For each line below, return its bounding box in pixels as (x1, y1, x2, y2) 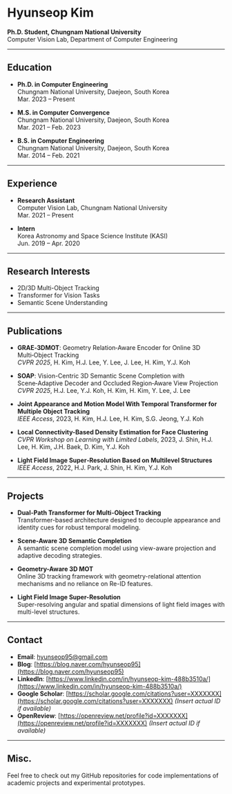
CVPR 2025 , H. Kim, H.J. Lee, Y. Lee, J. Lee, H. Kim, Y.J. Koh (17, 358, 191, 367)
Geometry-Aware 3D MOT (17, 565, 94, 573)
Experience (7, 178, 57, 190)
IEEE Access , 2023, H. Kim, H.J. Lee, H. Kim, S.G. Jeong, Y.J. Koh (17, 414, 204, 423)
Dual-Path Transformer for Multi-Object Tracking (17, 509, 162, 517)
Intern (17, 224, 36, 233)
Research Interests (7, 265, 90, 277)
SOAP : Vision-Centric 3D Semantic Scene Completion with (17, 372, 185, 380)
